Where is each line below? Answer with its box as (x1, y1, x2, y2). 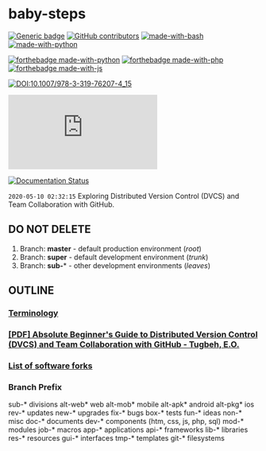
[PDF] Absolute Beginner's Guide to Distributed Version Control (8, 329, 258, 340)
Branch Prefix (8, 381, 62, 392)
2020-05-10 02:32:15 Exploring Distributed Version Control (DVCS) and (8, 191, 240, 200)
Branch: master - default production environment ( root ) (19, 243, 202, 253)
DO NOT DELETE (8, 223, 91, 236)
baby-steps (8, 5, 86, 23)
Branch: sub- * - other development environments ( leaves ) (19, 260, 211, 270)
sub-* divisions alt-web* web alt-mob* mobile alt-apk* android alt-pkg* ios (8, 399, 255, 410)
